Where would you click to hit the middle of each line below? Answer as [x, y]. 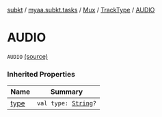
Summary [67, 92]
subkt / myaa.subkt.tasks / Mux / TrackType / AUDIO [81, 10]
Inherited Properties [41, 74]
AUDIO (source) [28, 56]
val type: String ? [67, 103]
